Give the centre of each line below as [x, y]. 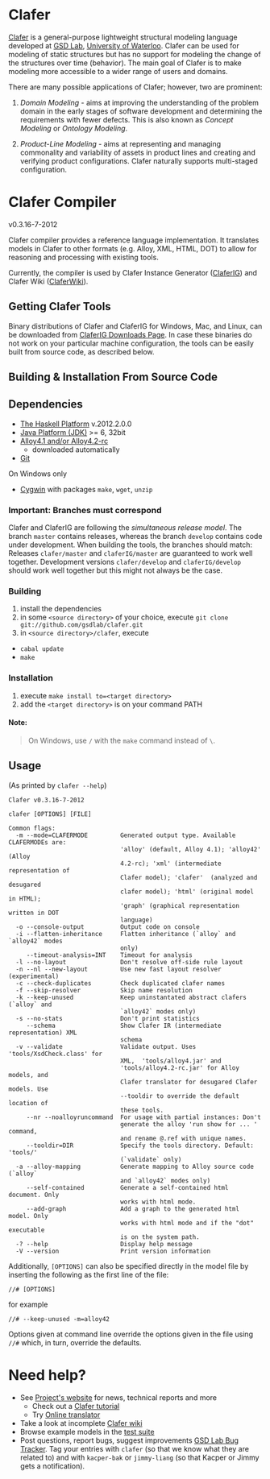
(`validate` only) [151, 1159]
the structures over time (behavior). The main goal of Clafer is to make [125, 63]
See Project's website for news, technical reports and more [118, 1397]
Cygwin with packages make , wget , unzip [86, 489]
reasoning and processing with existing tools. [83, 257]
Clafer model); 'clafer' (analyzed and [189, 877]
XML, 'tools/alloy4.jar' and [170, 1061]
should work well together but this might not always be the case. [116, 570]
